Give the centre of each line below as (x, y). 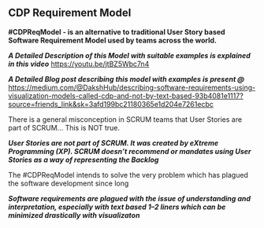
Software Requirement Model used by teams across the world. (112, 40)
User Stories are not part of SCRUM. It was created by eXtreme (113, 143)
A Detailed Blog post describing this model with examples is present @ (126, 79)
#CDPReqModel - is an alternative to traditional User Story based (117, 31)
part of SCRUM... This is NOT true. (64, 127)
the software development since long (69, 183)
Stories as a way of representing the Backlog (84, 160)
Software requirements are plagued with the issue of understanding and (129, 198)
